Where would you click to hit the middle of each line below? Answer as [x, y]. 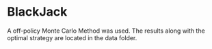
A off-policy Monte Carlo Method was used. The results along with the [106, 31]
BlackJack [37, 12]
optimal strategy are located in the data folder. [72, 37]
